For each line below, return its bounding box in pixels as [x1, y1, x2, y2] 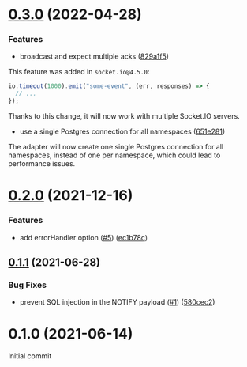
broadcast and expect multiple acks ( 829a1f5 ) [19, 51, 170, 61]
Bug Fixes [8, 279, 47, 290]
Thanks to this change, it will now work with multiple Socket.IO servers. [8, 112, 241, 121]
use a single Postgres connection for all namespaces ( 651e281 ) [19, 127, 226, 136]
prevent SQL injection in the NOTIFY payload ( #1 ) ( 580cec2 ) [19, 297, 215, 307]
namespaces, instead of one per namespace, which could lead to [8, 150, 221, 160]
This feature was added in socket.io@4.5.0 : [8, 67, 150, 77]
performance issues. [8, 159, 76, 168]
